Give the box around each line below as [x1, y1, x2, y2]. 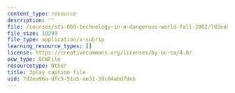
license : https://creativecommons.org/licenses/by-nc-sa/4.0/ [7, 50, 192, 57]
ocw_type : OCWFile [7, 56, 61, 63]
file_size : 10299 [7, 29, 58, 37]
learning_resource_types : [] [7, 43, 92, 50]
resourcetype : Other [7, 62, 68, 69]
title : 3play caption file [7, 69, 86, 76]
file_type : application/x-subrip [7, 36, 105, 43]
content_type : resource [7, 10, 77, 17]
